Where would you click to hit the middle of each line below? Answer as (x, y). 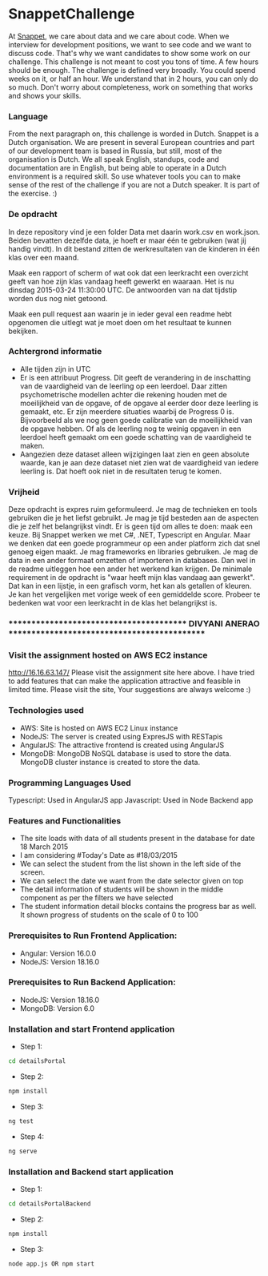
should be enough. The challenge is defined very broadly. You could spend (132, 70)
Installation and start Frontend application (92, 1028)
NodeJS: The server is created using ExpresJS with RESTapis (121, 736)
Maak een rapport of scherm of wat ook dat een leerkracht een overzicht (128, 272)
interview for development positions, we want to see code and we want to (130, 44)
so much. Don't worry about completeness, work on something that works (131, 87)
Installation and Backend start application (91, 1172)
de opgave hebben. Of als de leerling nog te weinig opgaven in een (130, 429)
